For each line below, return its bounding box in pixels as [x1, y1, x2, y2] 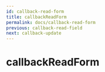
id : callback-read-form [6, 8, 65, 15]
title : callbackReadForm [6, 14, 67, 20]
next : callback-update [6, 30, 62, 36]
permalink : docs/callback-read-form [6, 19, 96, 25]
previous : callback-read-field [6, 25, 83, 31]
